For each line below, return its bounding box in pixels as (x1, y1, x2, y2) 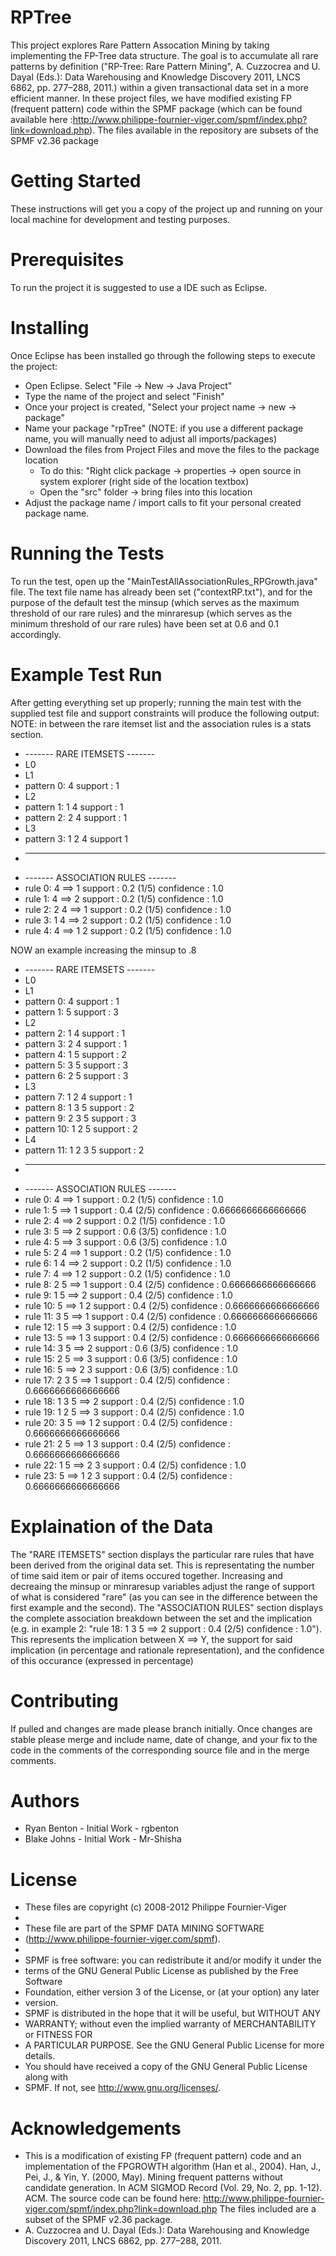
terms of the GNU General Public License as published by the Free (24, 1965, 299, 1977)
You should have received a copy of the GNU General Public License (24, 2061, 308, 2073)
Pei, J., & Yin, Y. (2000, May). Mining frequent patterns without (24, 2171, 283, 2183)
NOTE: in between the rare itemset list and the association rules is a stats (10, 717, 312, 730)
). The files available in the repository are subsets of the (89, 124, 319, 136)
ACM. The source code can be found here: (24, 2192, 202, 2205)
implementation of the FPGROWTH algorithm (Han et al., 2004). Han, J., (24, 2161, 322, 2173)
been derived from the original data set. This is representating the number (10, 1559, 315, 1571)
